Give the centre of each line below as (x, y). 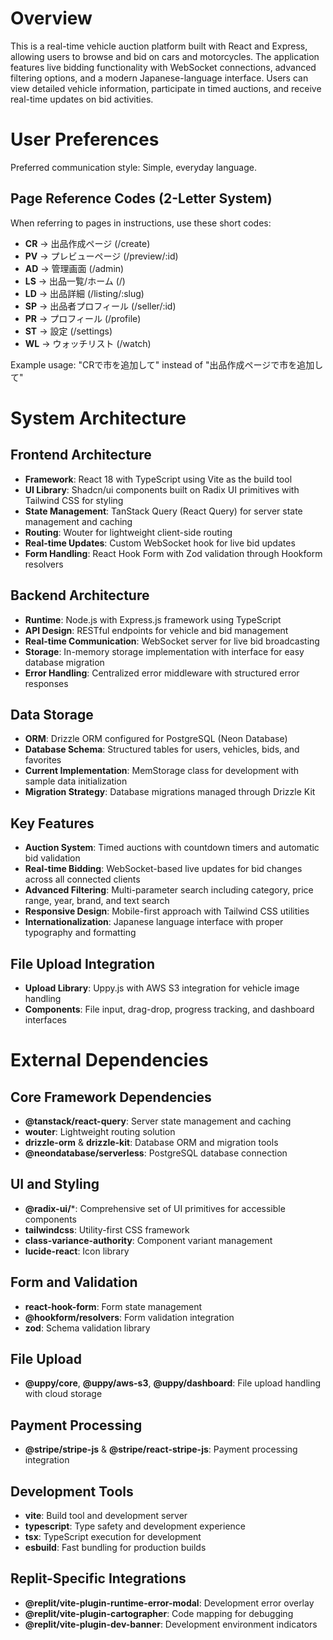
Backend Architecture (80, 595)
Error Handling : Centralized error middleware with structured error (162, 673)
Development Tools (72, 1491)
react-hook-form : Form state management (113, 1306)
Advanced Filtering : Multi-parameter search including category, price (169, 890)
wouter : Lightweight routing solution (100, 1131)
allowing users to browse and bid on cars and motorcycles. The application (165, 56)
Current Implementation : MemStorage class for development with (162, 771)
